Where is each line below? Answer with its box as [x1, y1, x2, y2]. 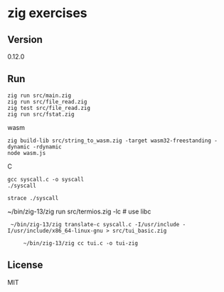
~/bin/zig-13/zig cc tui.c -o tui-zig [23, 239, 139, 247]
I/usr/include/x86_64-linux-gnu [7, 227, 103, 234]
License [7, 259, 43, 271]
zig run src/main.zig [7, 91, 72, 99]
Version [7, 34, 43, 46]
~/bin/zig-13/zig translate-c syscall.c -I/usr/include [10, 221, 180, 228]
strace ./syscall [7, 194, 59, 201]
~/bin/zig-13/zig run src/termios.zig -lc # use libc [7, 207, 151, 216]
